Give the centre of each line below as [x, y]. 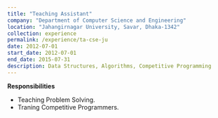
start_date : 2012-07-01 [42, 53]
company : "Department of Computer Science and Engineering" [97, 20]
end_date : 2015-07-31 [39, 60]
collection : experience [42, 33]
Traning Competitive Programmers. [68, 107]
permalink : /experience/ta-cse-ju [58, 40]
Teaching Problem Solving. [56, 100]
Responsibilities [31, 86]
